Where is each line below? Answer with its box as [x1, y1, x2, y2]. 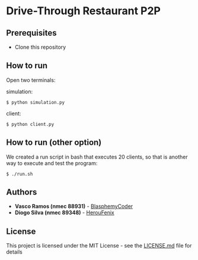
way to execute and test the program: [6, 159, 98, 167]
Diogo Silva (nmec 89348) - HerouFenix [14, 209, 114, 216]
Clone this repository [14, 43, 66, 50]
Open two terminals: [6, 76, 56, 84]
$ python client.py [6, 121, 55, 127]
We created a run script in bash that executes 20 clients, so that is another [6, 153, 188, 160]
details [6, 248, 23, 256]
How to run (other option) [6, 138, 102, 148]
